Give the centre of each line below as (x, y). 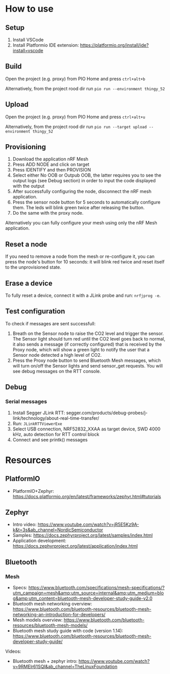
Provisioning (26, 147)
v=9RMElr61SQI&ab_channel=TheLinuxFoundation (65, 667)
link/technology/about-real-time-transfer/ (56, 418)
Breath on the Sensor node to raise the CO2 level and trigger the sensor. (88, 333)
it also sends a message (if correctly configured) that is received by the (87, 344)
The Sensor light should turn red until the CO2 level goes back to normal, (89, 339)
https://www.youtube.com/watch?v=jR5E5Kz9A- (89, 525)
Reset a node (26, 244)
